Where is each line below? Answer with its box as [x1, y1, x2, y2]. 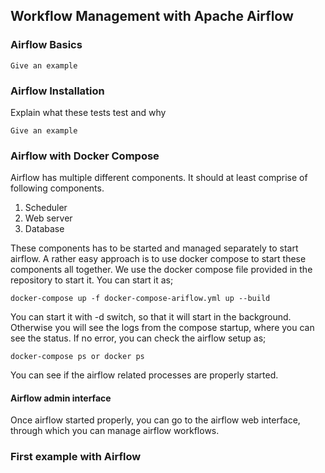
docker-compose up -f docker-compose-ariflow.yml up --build [10, 294, 271, 304]
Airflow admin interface [10, 392, 112, 404]
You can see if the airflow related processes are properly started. [10, 369, 279, 381]
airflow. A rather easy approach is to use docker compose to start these [10, 253, 307, 265]
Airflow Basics [10, 38, 83, 52]
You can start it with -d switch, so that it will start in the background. [10, 311, 292, 323]
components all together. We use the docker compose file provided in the [10, 264, 313, 276]
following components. [10, 182, 105, 194]
